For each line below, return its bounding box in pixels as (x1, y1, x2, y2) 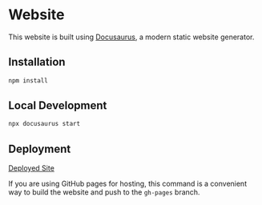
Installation (8, 55, 66, 69)
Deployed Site (8, 163, 54, 173)
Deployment (8, 142, 71, 155)
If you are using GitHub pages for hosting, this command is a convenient (8, 179, 247, 189)
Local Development (8, 98, 107, 113)
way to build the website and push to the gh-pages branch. (8, 187, 200, 197)
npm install (8, 76, 48, 85)
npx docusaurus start (8, 120, 81, 128)
